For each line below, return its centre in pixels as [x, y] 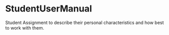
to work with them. [25, 27]
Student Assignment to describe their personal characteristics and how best [85, 22]
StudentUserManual [49, 9]
